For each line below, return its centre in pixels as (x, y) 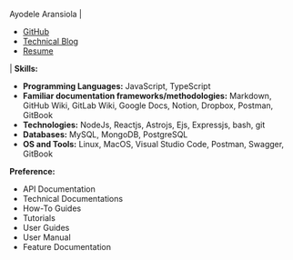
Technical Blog (51, 41)
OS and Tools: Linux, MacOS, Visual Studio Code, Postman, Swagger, (153, 144)
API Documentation (59, 189)
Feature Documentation (67, 247)
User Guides (46, 228)
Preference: (33, 171)
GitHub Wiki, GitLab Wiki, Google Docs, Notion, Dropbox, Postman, (148, 105)
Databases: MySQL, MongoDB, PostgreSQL (105, 135)
